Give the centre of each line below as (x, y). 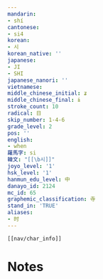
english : (20, 139)
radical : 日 (25, 113)
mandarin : (22, 14)
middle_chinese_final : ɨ (44, 100)
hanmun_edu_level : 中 (39, 179)
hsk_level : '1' (30, 173)
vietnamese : (25, 87)
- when (17, 147)
